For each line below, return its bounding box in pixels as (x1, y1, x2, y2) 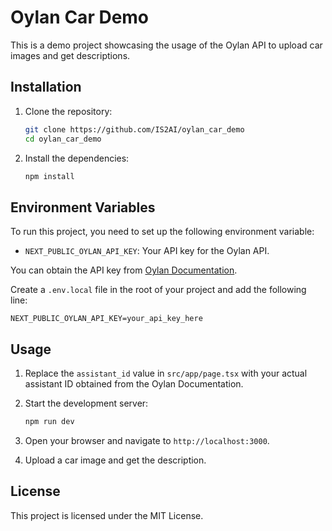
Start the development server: (24, 397, 149, 409)
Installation (10, 79, 82, 96)
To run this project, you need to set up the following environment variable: (10, 226, 315, 238)
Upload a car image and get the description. (24, 454, 207, 466)
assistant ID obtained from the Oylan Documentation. (24, 378, 244, 390)
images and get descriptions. (10, 49, 131, 61)
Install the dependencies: (24, 152, 130, 164)
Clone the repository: (24, 105, 113, 117)
